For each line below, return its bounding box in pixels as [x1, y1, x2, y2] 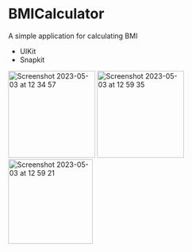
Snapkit [19, 55, 45, 64]
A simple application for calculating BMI [8, 31, 138, 41]
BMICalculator [8, 5, 105, 23]
